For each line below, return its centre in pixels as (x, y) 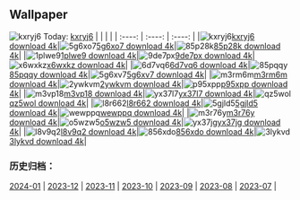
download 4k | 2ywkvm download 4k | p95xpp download (149, 83)
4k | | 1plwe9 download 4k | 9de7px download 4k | (132, 55)
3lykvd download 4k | (48, 141)
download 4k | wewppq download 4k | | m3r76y (132, 112)
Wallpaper (39, 15)
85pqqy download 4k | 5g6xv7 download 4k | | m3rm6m (149, 74)
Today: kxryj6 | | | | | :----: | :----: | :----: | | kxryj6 (149, 36)
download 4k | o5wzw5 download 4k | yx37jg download (145, 122)
